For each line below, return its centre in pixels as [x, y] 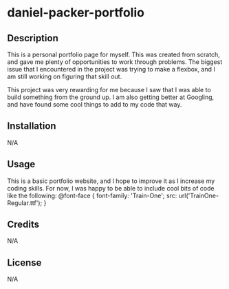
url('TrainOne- [198, 195]
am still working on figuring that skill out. [65, 76]
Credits [23, 225]
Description [33, 38]
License [24, 263]
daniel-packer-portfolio [76, 13]
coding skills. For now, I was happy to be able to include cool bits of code [111, 188]
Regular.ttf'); [25, 203]
